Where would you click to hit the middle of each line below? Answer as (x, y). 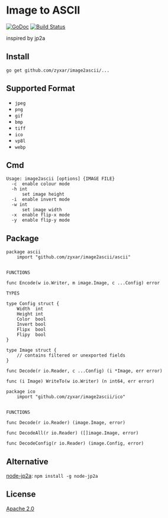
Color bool (31, 319)
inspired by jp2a (26, 38)
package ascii (24, 252)
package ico (21, 392)
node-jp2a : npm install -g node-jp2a (52, 476)
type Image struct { (32, 350)
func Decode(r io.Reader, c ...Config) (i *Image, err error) (84, 371)
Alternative (27, 462)
